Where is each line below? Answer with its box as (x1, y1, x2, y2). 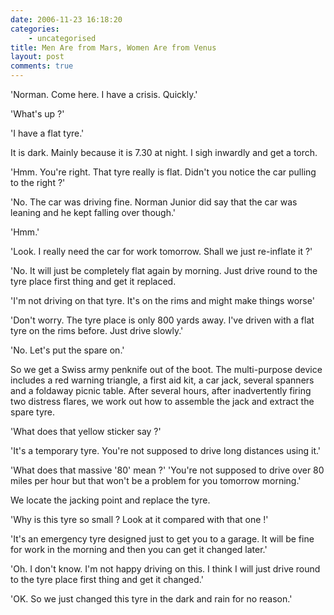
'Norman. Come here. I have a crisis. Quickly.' (10, 89, 198, 100)
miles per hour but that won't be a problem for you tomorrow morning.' (10, 475, 302, 486)
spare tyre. (10, 406, 56, 418)
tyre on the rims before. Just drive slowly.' (10, 325, 184, 336)
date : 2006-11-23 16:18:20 (10, 14, 123, 25)
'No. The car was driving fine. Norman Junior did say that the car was (10, 196, 298, 208)
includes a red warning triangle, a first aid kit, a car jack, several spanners (10, 374, 315, 386)
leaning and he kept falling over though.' (10, 207, 177, 218)
